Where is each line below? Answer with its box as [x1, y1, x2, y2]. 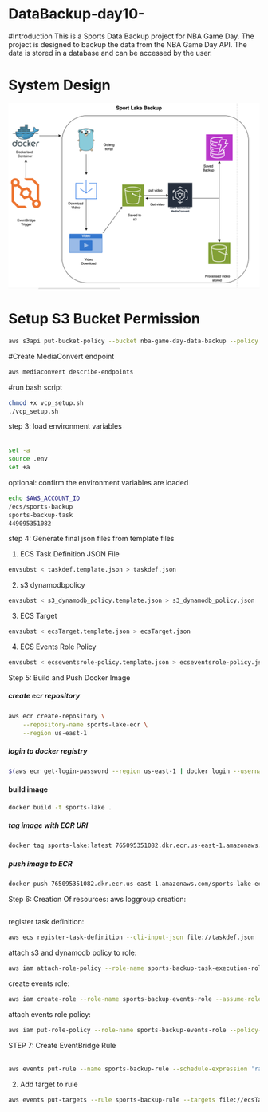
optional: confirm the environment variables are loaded [8, 477, 189, 487]
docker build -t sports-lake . [8, 803, 112, 811]
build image [8, 784, 49, 794]
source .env [8, 455, 48, 463]
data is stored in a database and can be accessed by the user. [8, 48, 213, 57]
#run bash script [8, 382, 63, 392]
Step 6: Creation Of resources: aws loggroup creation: [8, 895, 187, 904]
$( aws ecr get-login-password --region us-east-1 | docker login [8, 767, 230, 775]
